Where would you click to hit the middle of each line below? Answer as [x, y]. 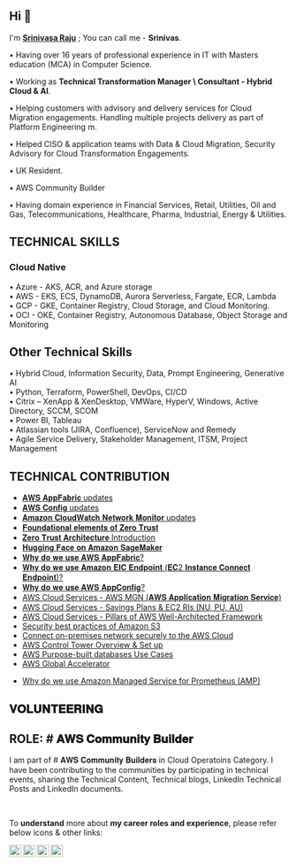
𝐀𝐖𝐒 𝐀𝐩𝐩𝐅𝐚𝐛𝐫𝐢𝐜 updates [67, 498]
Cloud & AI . [30, 90]
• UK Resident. [36, 170]
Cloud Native [38, 267]
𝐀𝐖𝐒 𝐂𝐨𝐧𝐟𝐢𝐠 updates [61, 508]
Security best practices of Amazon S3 [91, 626]
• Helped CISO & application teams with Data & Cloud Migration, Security [142, 143]
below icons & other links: [56, 832]
